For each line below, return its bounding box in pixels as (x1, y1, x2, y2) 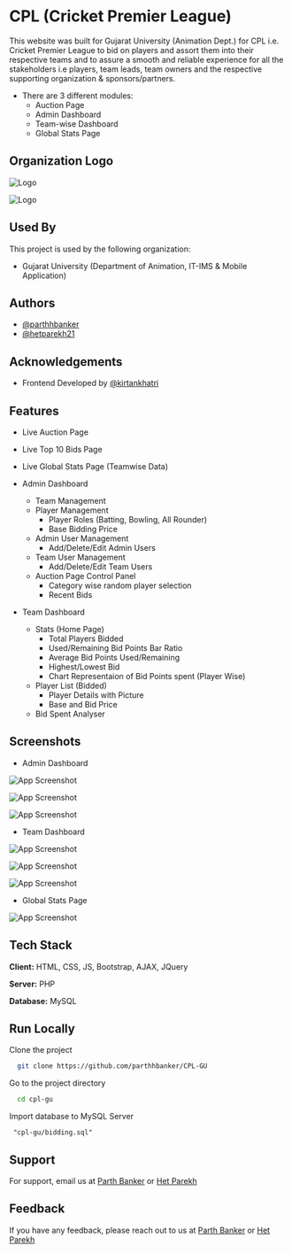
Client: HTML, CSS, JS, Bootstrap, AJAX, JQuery (9, 961, 188, 971)
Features (9, 403, 59, 418)
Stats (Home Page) (35, 624, 104, 634)
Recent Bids (48, 590, 93, 599)
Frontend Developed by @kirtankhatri (21, 378, 159, 389)
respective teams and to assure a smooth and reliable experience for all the (9, 54, 284, 65)
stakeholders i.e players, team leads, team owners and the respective (9, 64, 263, 74)
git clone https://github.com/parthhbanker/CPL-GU (17, 1062, 208, 1071)
